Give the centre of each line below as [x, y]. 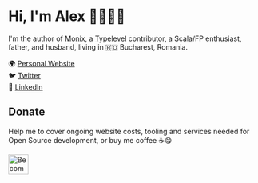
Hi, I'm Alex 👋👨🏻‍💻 [67, 16]
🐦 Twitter [25, 75]
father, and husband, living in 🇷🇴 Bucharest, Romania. [98, 46]
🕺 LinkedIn [26, 86]
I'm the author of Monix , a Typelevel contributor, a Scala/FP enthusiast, [125, 38]
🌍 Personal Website [42, 63]
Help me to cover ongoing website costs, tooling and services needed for [129, 131]
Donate [27, 112]
